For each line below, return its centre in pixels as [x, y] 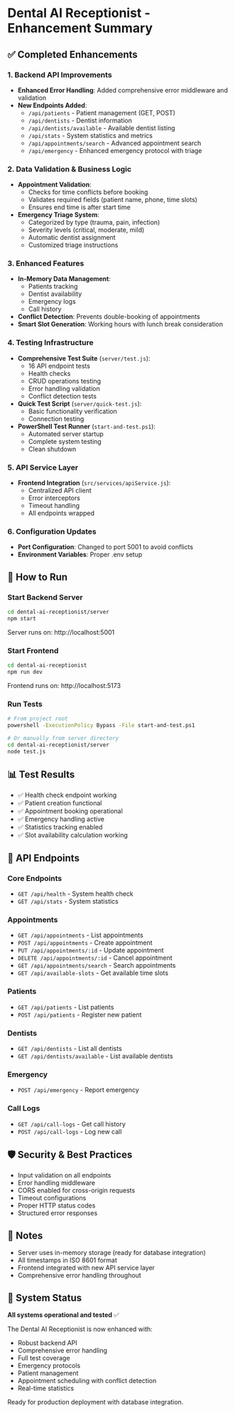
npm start [22, 618]
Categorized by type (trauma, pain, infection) [94, 223]
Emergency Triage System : [58, 215]
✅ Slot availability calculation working [72, 835]
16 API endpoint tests [59, 366]
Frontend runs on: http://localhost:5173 [64, 685]
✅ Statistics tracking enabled [60, 827]
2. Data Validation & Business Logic [70, 169]
